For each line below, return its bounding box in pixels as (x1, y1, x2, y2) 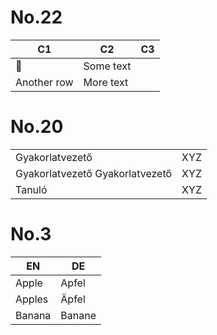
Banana (15, 308, 52, 322)
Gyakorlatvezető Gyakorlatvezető (15, 166, 173, 180)
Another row (15, 75, 74, 89)
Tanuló (15, 182, 48, 196)
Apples (15, 292, 49, 306)
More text (83, 75, 129, 89)
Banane (60, 308, 97, 322)
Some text (83, 59, 132, 73)
